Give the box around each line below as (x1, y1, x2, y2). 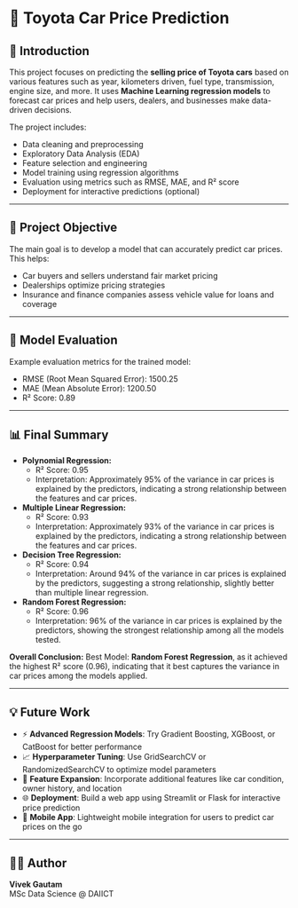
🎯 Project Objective (9, 220, 118, 235)
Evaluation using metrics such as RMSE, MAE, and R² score (21, 177, 239, 187)
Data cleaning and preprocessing (21, 139, 144, 149)
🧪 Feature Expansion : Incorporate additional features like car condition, (21, 774, 285, 785)
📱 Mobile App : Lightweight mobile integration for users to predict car (21, 812, 275, 823)
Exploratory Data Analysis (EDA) (21, 148, 140, 159)
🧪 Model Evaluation (9, 333, 118, 348)
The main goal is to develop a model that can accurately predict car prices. (9, 243, 283, 254)
